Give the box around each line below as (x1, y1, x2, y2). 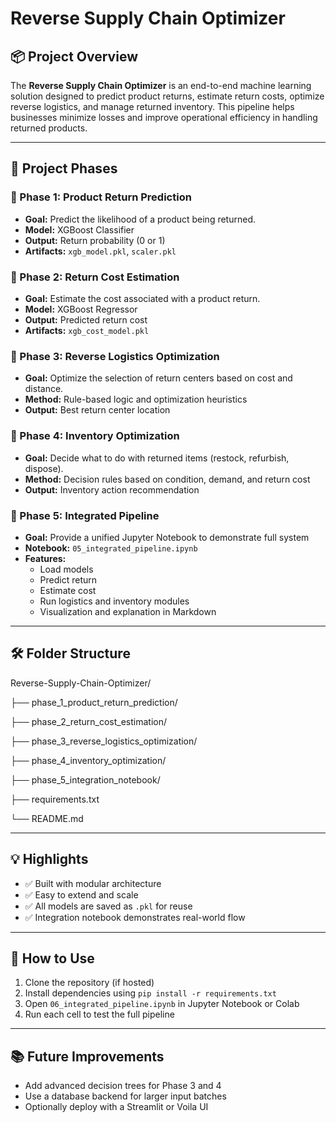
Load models (39, 563, 94, 575)
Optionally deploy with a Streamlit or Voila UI (24, 1101, 209, 1113)
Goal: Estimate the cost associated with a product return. (24, 292, 261, 304)
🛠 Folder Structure (10, 645, 131, 662)
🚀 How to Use (10, 950, 95, 967)
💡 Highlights (10, 851, 89, 868)
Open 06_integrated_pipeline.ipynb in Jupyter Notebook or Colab (24, 998, 300, 1010)
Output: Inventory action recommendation (24, 483, 200, 496)
